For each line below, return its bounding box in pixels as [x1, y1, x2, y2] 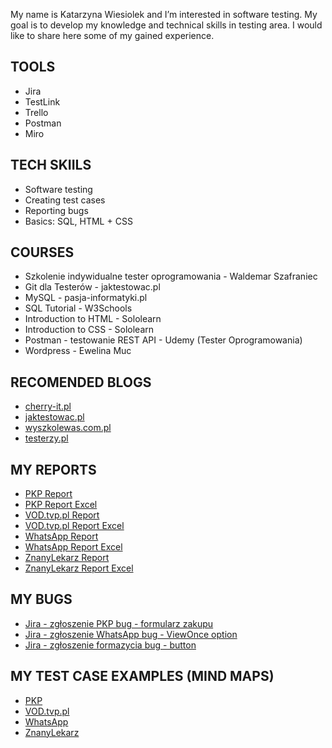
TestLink [24, 95, 61, 108]
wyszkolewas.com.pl [24, 422, 112, 434]
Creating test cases [24, 194, 106, 206]
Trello [24, 106, 49, 118]
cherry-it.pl [24, 400, 72, 413]
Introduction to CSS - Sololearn [24, 324, 155, 336]
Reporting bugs [24, 204, 89, 216]
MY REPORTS [10, 461, 97, 478]
